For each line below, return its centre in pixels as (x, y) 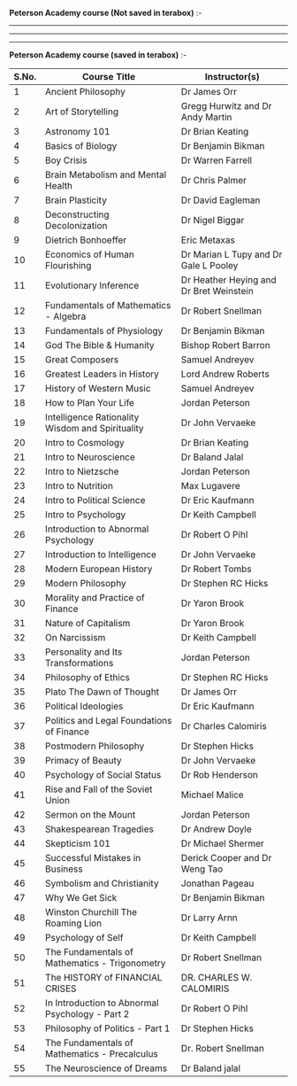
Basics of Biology (81, 146)
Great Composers (82, 360)
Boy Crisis (66, 160)
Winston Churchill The (91, 912)
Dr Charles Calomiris (224, 726)
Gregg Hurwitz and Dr (226, 106)
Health (59, 186)
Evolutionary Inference (92, 285)
